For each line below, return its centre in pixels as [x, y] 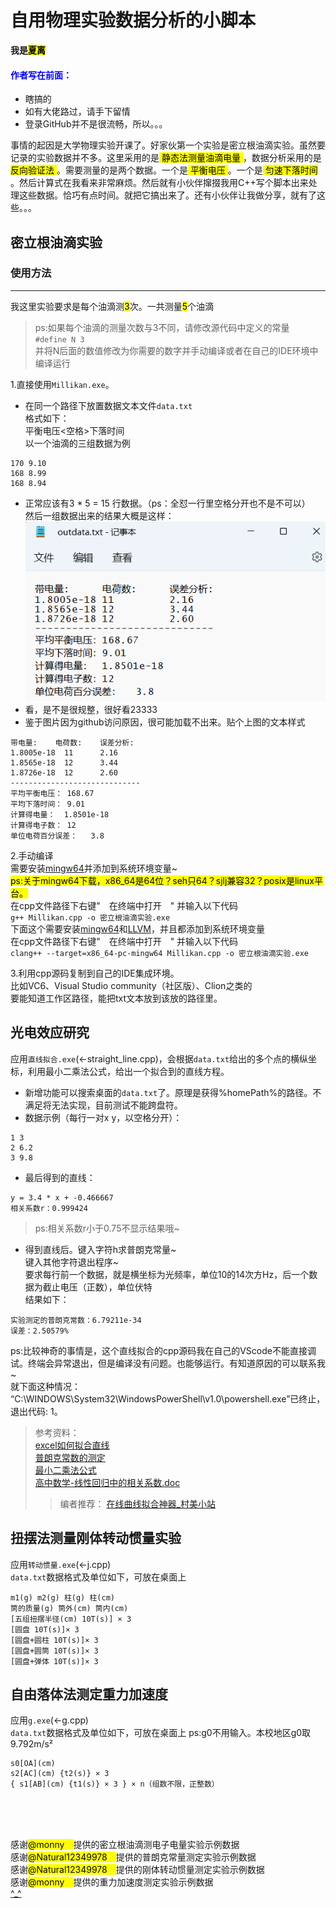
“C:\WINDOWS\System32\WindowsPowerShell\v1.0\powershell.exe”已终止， [168, 1398]
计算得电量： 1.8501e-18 [60, 815]
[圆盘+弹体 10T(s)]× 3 [54, 1661]
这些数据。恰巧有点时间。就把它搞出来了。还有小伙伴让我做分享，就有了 [167, 195]
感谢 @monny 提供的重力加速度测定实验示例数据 [112, 1882]
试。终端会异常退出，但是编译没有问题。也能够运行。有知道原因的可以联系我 [168, 1363]
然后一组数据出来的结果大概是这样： [99, 515]
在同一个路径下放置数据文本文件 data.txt [108, 405]
